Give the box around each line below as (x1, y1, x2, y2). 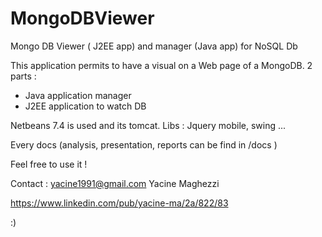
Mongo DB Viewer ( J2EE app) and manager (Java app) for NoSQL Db (10, 40, 298, 52)
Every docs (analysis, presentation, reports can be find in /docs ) (10, 138, 278, 151)
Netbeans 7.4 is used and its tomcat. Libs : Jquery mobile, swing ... (10, 119, 287, 131)
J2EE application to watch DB (24, 100, 147, 112)
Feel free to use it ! (10, 158, 88, 170)
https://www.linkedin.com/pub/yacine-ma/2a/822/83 (10, 197, 229, 209)
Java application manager (24, 89, 132, 101)
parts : (10, 70, 37, 82)
